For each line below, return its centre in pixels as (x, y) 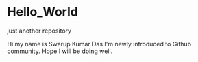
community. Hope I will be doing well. (60, 51)
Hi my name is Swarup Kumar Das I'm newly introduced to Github (99, 44)
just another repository (39, 31)
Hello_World (43, 12)
